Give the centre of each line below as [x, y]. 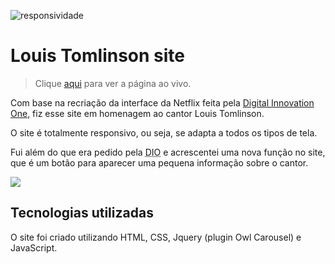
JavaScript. [34, 247]
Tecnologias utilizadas [82, 213]
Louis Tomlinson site [98, 56]
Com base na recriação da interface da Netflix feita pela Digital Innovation [162, 102]
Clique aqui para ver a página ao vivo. [113, 83]
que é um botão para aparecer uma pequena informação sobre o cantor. [159, 162]
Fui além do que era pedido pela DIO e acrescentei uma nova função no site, [168, 152]
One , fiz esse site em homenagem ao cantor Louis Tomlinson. [137, 113]
